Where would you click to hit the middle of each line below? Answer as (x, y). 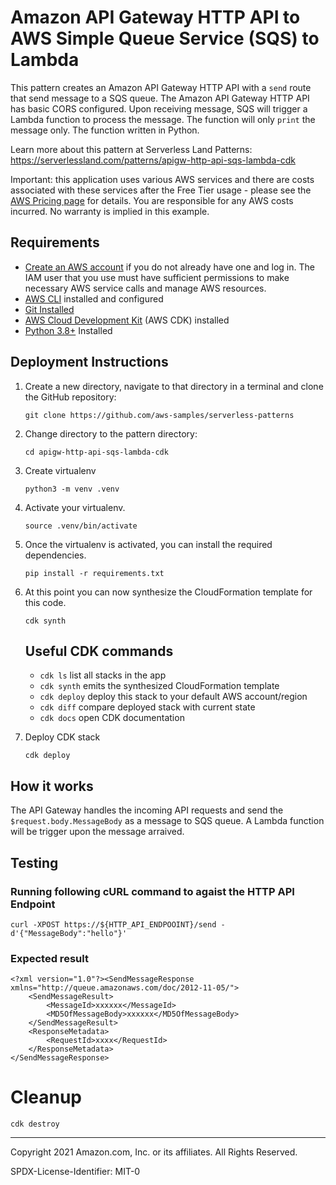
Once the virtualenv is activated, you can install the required (148, 544)
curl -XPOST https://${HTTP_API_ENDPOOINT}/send (113, 924)
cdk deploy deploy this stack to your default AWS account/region (173, 697)
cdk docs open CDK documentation (112, 718)
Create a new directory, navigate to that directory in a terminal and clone (174, 386)
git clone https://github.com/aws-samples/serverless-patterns (159, 415)
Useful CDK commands (99, 651)
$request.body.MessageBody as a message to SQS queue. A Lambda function (167, 821)
